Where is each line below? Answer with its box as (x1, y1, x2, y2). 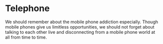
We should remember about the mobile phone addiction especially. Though (5, 19, 158, 25)
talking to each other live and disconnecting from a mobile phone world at (5, 29, 156, 35)
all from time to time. (5, 34, 47, 40)
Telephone (5, 3, 50, 14)
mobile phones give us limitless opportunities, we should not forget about (5, 24, 155, 29)
